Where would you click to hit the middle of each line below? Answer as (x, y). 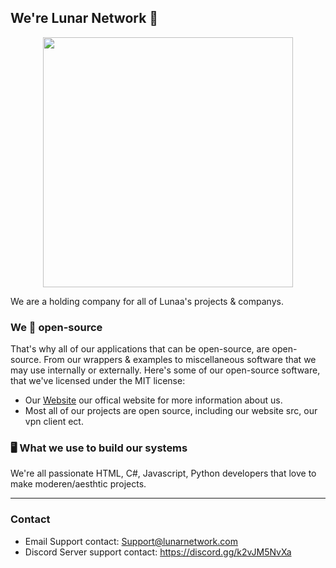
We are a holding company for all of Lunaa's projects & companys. (147, 301)
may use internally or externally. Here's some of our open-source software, (165, 370)
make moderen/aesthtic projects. (78, 484)
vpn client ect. (54, 422)
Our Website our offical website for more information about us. (153, 400)
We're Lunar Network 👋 (84, 18)
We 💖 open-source (56, 327)
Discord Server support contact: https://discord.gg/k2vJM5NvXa (158, 552)
